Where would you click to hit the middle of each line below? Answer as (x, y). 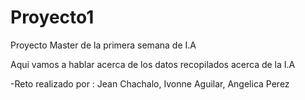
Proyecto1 (52, 17)
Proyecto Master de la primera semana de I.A (103, 45)
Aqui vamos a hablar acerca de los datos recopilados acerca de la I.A (153, 64)
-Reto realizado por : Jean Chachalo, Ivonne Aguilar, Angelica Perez (150, 83)
